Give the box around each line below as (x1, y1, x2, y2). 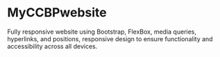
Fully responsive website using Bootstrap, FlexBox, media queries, (7, 27, 196, 36)
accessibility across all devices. (7, 42, 98, 50)
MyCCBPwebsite (7, 5, 108, 21)
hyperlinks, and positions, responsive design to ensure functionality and (7, 34, 213, 43)
